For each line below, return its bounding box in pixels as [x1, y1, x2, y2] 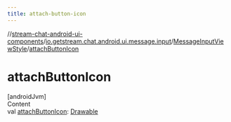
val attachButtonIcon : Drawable [7, 107, 98, 116]
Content [7, 100, 31, 108]
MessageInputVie [173, 36, 225, 46]
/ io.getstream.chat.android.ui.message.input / [43, 36, 174, 46]
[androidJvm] [7, 92, 47, 100]
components [7, 36, 44, 46]
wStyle [7, 44, 27, 53]
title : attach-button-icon [7, 10, 86, 18]
